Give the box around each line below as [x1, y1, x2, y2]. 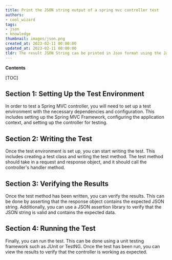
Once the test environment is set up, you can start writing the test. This [5, 148, 155, 154]
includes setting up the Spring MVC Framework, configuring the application [5, 114, 165, 120]
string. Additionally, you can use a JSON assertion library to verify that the [5, 203, 162, 210]
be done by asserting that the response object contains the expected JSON [5, 198, 165, 205]
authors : [5, 12, 24, 17]
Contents [5, 65, 26, 71]
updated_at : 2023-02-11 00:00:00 [5, 46, 77, 51]
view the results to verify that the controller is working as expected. [5, 249, 147, 255]
